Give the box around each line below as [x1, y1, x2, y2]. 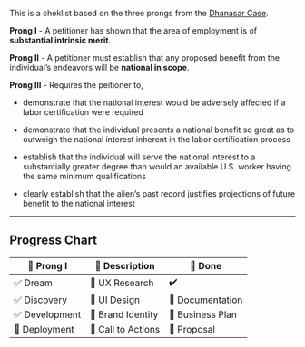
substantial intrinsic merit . [9, 35, 112, 45]
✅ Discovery [14, 294, 68, 306]
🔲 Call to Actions [89, 323, 161, 335]
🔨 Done [190, 259, 222, 272]
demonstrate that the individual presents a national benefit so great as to [22, 124, 295, 135]
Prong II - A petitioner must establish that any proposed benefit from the [9, 53, 280, 63]
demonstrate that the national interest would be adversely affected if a [22, 97, 286, 108]
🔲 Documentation [168, 294, 243, 306]
